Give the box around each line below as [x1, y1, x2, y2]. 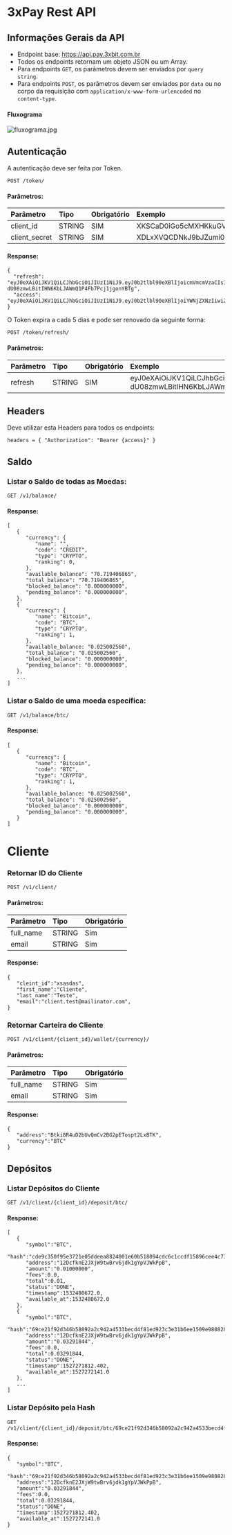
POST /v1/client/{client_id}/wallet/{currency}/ [7, 1036, 150, 1043]
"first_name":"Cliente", [16, 985, 88, 993]
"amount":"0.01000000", [25, 1265, 95, 1272]
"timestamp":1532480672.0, [25, 1290, 104, 1297]
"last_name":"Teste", [16, 992, 79, 999]
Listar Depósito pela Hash [7, 1403, 95, 1412]
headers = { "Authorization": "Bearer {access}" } [7, 437, 156, 444]
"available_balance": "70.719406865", [25, 571, 137, 578]
